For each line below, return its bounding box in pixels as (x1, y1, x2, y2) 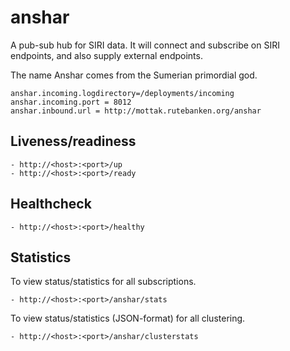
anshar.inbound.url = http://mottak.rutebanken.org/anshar (10, 106, 262, 116)
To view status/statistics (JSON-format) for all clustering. (10, 312, 246, 325)
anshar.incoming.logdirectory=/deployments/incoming (10, 88, 235, 98)
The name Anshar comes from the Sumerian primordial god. (10, 69, 258, 81)
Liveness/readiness (10, 133, 137, 150)
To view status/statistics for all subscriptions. (10, 276, 197, 288)
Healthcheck (10, 196, 92, 213)
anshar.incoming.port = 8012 (10, 97, 132, 107)
